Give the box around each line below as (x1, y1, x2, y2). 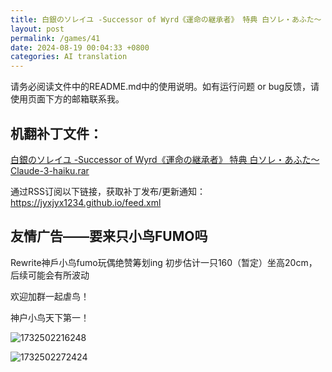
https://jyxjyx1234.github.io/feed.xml (10, 196, 162, 208)
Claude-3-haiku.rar (10, 164, 90, 176)
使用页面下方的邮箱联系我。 (10, 93, 125, 105)
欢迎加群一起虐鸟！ (10, 290, 90, 302)
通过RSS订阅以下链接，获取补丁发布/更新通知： (10, 185, 207, 197)
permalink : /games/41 (10, 33, 101, 43)
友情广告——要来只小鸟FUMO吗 (10, 228, 208, 245)
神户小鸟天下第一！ (10, 311, 90, 323)
